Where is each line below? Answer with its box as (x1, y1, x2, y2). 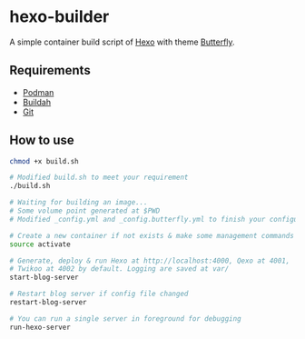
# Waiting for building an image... (9, 198, 148, 207)
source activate (9, 239, 71, 249)
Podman (22, 86, 54, 97)
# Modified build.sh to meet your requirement (9, 173, 189, 183)
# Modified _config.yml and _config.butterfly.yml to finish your (9, 214, 266, 224)
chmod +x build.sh (9, 156, 79, 165)
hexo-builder (9, 6, 110, 27)
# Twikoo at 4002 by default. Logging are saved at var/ (9, 264, 230, 274)
